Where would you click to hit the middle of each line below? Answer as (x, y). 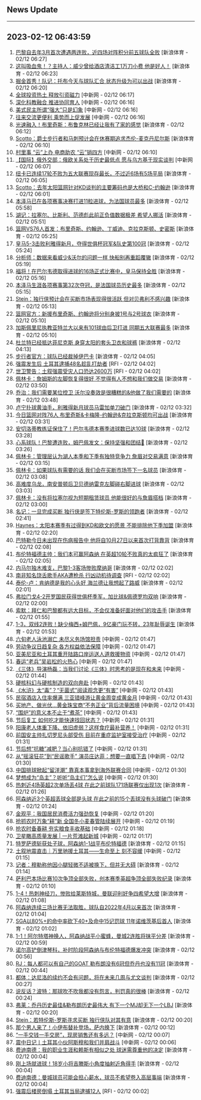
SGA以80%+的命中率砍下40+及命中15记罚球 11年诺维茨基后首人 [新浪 (101, 921)
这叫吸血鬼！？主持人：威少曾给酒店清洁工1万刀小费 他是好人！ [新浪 (100, 66)
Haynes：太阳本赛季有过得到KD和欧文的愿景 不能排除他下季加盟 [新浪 (101, 525)
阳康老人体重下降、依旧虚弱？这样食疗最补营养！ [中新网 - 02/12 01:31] (102, 727)
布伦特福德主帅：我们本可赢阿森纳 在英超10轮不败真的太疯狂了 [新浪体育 (104, 554)
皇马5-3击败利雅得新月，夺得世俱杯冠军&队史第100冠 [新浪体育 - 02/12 (102, 244)
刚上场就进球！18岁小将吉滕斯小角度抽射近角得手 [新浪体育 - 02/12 (97, 1063)
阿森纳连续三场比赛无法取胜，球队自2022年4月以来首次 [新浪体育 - (98, 907)
